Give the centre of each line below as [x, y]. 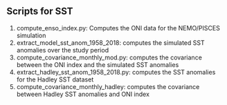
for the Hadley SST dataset [55, 79]
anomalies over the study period [62, 50]
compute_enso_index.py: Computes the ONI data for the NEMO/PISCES [118, 28]
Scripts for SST [40, 11]
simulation [31, 35]
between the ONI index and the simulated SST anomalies [98, 64]
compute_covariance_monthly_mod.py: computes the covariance [109, 57]
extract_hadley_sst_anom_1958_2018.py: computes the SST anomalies [116, 72]
